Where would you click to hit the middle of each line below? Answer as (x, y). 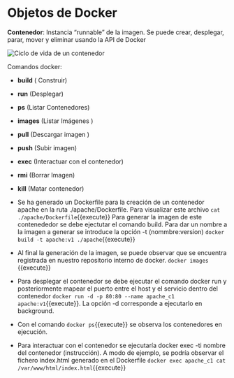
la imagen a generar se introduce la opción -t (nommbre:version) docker (121, 231)
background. (36, 311)
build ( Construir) (42, 80)
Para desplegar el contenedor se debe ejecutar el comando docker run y (122, 281)
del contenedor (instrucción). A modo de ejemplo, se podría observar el (120, 352)
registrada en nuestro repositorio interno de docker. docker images (113, 260)
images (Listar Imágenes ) (55, 121)
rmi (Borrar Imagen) (46, 175)
